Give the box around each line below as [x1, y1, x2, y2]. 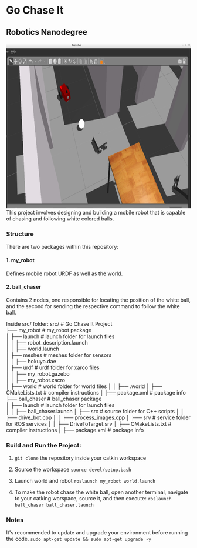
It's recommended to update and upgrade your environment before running [6, 529, 188, 536]
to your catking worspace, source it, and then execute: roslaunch [14, 495, 172, 502]
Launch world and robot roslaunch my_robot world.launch [14, 477, 155, 484]
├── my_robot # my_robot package [6, 326, 92, 333]
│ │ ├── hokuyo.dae [6, 357, 57, 365]
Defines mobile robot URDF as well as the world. [6, 270, 123, 277]
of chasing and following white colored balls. [6, 215, 114, 222]
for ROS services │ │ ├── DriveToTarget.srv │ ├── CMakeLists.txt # [6, 420, 172, 427]
